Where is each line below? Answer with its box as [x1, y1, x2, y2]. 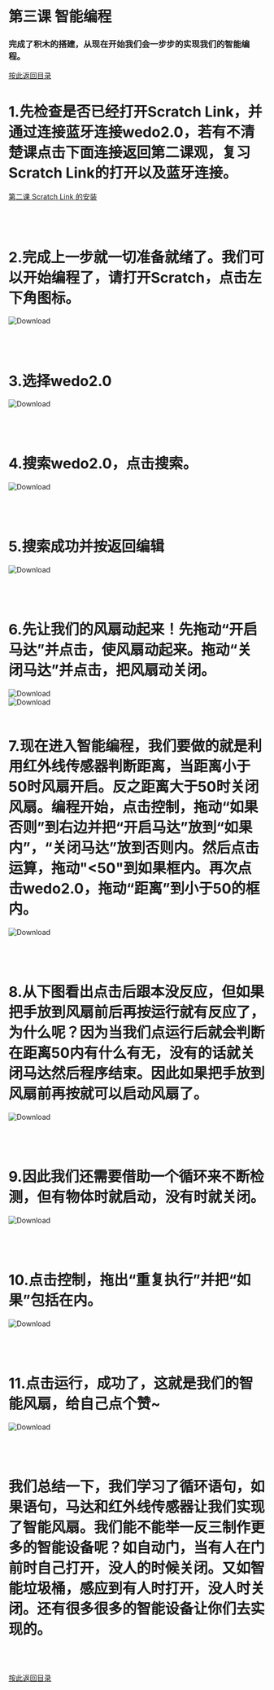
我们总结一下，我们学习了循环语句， [8, 1477, 251, 1495]
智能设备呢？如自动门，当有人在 [37, 1539, 251, 1556]
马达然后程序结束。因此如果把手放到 [23, 1064, 266, 1083]
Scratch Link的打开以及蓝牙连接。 [8, 164, 237, 182]
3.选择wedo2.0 [8, 371, 112, 390]
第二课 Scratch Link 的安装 [8, 192, 98, 202]
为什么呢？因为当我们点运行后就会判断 [8, 1024, 266, 1043]
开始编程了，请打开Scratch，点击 [23, 268, 248, 287]
